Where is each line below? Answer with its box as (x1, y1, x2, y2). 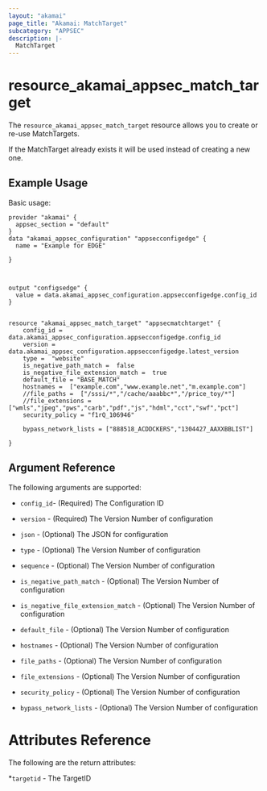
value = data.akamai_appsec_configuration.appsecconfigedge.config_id (15, 291, 257, 299)
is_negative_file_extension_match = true (23, 368, 167, 377)
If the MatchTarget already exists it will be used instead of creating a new (8, 144, 251, 154)
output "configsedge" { (8, 284, 88, 292)
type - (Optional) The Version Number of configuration (19, 545, 201, 555)
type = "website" (23, 354, 84, 363)
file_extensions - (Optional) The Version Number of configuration (19, 671, 240, 681)
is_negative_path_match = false (23, 361, 135, 369)
